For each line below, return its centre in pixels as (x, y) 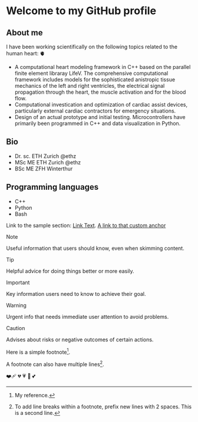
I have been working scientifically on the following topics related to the (92, 47)
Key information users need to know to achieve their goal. (76, 294)
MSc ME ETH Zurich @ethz (48, 162)
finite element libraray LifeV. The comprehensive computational (91, 73)
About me (24, 33)
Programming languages (52, 187)
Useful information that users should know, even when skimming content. (95, 248)
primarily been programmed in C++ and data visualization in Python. (98, 123)
